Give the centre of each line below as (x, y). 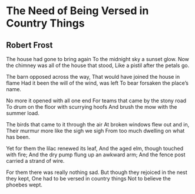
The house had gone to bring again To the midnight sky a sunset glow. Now (98, 59)
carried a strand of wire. (35, 161)
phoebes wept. (24, 185)
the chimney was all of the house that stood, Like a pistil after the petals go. (98, 65)
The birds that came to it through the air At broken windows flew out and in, (98, 124)
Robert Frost (29, 45)
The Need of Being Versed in (77, 11)
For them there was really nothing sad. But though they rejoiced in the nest (97, 172)
